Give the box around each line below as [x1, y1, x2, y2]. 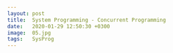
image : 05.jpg [7, 29, 51, 36]
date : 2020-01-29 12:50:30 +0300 [7, 23, 110, 30]
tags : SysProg [7, 36, 54, 43]
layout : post [7, 10, 45, 17]
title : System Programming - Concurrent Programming [7, 17, 167, 23]
